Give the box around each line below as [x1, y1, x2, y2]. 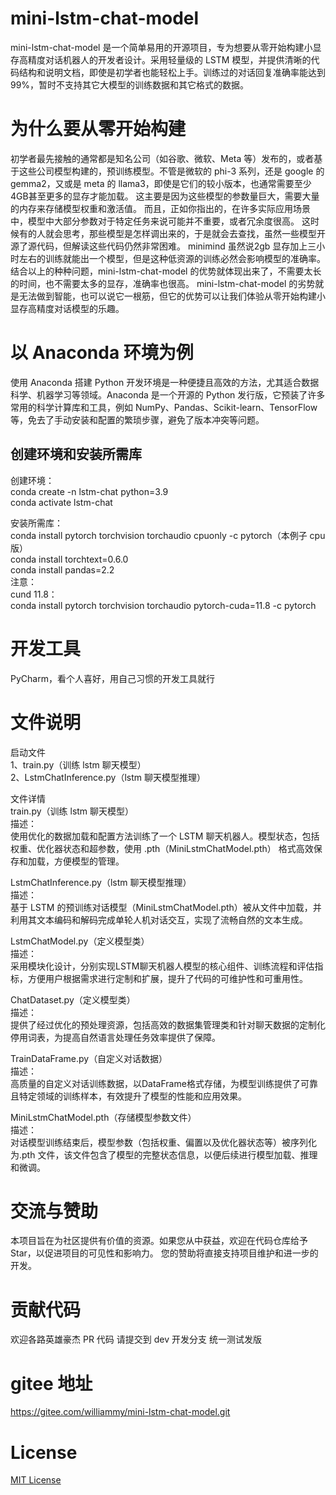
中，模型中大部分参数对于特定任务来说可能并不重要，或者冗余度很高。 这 [10, 215, 311, 227]
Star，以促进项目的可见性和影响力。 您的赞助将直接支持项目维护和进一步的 [10, 1247, 319, 1259]
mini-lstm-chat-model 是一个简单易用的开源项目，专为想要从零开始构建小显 [10, 41, 322, 53]
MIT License [10, 1474, 62, 1486]
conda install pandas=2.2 [10, 563, 115, 576]
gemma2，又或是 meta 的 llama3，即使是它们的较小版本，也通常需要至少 [10, 177, 312, 189]
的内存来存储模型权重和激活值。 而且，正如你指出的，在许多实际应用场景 [10, 202, 311, 214]
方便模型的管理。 [53, 855, 125, 867]
